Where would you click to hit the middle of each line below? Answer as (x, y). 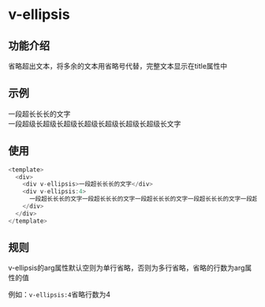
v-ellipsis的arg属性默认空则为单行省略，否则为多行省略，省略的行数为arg (127, 268)
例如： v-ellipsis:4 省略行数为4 (59, 294)
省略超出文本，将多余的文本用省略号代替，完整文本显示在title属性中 (118, 66)
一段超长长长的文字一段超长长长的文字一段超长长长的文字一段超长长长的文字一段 (140, 199)
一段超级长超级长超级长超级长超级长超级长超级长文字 (95, 123)
